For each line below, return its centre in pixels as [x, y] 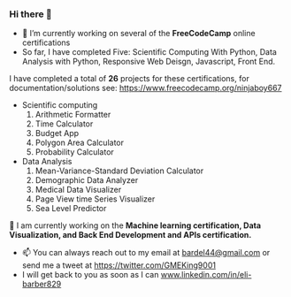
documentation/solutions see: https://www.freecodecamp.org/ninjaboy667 [145, 88]
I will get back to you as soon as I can [90, 275]
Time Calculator [64, 124]
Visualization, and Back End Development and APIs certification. [130, 235]
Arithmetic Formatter [73, 115]
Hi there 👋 [31, 14]
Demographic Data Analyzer [87, 180]
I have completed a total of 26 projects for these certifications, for [129, 79]
